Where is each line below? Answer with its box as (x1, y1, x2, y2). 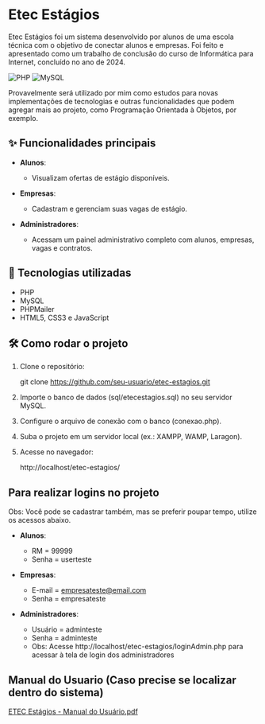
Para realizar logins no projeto (8, 485, 160, 499)
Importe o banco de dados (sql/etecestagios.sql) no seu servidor (19, 392, 232, 403)
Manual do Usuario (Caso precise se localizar (8, 673, 236, 687)
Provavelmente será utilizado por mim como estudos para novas (8, 88, 218, 97)
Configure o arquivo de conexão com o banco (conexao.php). (19, 416, 222, 426)
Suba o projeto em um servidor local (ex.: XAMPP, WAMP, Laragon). (19, 432, 243, 442)
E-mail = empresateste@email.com (31, 586, 147, 595)
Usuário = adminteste (31, 625, 102, 634)
